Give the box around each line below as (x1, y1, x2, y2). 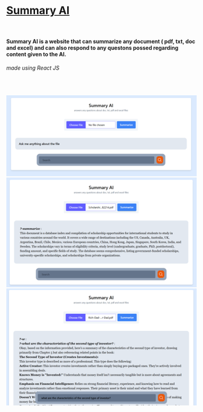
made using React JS (6, 64, 60, 71)
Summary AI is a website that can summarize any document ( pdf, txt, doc (6, 38, 195, 45)
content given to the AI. (6, 50, 66, 58)
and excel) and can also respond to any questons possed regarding (6, 44, 179, 51)
